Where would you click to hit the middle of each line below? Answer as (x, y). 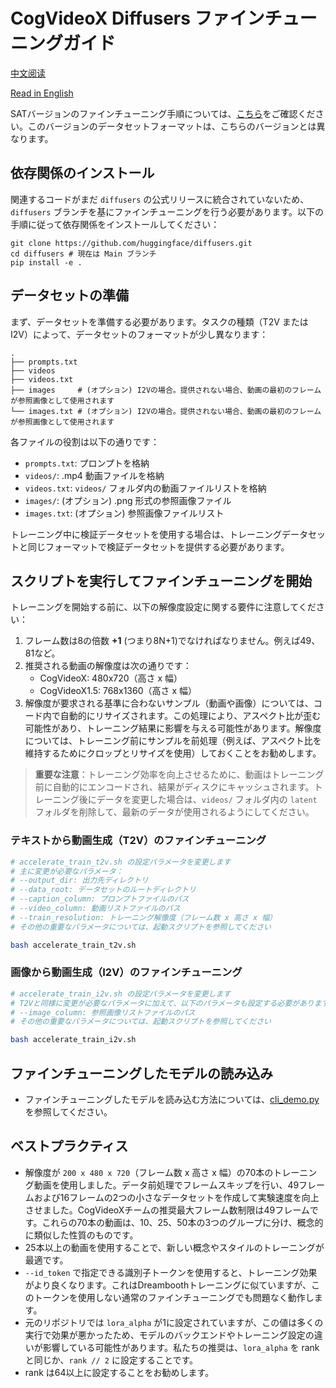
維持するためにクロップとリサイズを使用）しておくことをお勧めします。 (173, 753)
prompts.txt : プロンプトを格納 (87, 463)
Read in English (42, 93)
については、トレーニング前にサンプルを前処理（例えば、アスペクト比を (173, 741)
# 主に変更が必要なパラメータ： (67, 871)
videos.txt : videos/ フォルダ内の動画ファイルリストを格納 (145, 488)
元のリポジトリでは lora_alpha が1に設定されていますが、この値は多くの (174, 1322)
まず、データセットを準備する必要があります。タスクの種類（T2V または (159, 321)
